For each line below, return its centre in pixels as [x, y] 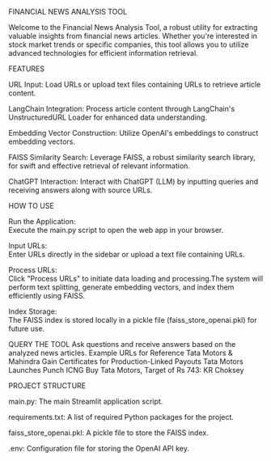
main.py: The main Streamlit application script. [86, 401]
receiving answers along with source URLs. [80, 190]
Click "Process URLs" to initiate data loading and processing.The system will [136, 279]
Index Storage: [33, 311]
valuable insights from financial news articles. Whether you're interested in [133, 36]
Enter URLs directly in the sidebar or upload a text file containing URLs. [127, 254]
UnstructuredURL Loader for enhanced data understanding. [108, 117]
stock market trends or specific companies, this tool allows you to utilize [129, 44]
